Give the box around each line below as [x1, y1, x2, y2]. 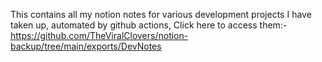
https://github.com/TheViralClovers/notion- [10, 30, 189, 41]
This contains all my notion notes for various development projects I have [10, 9, 312, 20]
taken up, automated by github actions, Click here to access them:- [10, 19, 288, 31]
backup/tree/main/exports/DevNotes [10, 40, 162, 52]
